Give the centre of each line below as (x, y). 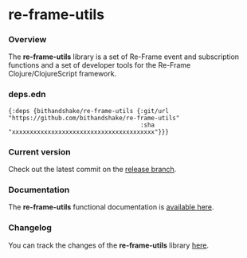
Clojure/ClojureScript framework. (63, 74)
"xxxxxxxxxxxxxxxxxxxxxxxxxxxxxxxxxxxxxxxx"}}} (89, 132)
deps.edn (27, 95)
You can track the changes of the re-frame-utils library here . (109, 245)
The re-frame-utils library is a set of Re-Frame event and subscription (124, 57)
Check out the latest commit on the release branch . (92, 170)
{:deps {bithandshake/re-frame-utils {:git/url (89, 111)
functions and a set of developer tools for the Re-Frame (100, 65)
